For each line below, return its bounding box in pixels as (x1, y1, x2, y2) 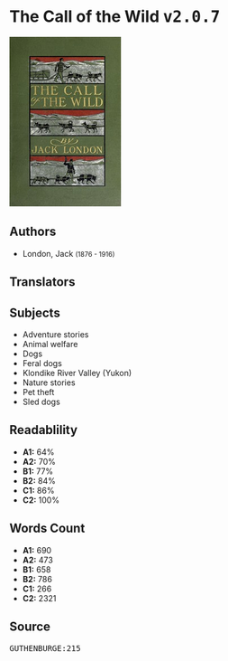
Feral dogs (22, 357, 63, 368)
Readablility (9, 422, 78, 438)
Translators (9, 274, 76, 290)
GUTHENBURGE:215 (9, 644, 81, 654)
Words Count (9, 521, 86, 536)
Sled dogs (22, 396, 60, 407)
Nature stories (22, 377, 76, 388)
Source (9, 619, 51, 634)
